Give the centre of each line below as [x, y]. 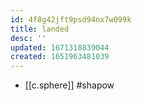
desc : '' [28, 38]
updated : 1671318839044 [60, 47]
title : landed [40, 29]
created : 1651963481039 [60, 57]
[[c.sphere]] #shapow [69, 85]
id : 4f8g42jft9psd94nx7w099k [71, 19]
